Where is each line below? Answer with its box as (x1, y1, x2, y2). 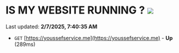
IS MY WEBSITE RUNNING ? (5, 4, 146, 17)
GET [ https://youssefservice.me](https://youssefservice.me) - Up (14, 34, 173, 41)
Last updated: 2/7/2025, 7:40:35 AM (5, 23, 98, 30)
